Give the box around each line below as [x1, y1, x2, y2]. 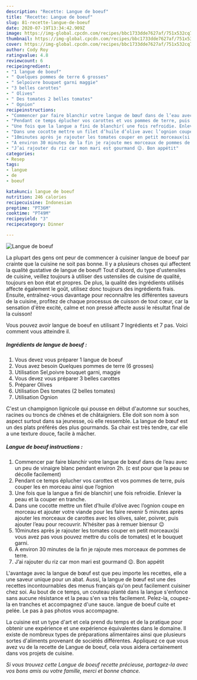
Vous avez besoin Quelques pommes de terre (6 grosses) [14, 362, 154, 369]
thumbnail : [6, 36, 33, 42]
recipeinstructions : [6, 107, 57, 113]
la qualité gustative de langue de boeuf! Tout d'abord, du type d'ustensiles [6, 266, 186, 273]
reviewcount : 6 [6, 58, 43, 63]
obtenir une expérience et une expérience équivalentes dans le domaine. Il [6, 624, 186, 632]
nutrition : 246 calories [6, 194, 67, 200]
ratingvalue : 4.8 [6, 52, 49, 58]
